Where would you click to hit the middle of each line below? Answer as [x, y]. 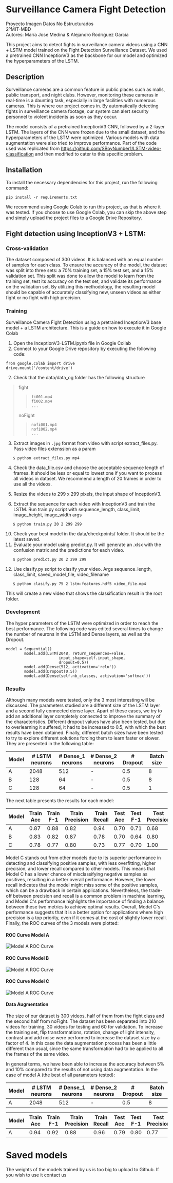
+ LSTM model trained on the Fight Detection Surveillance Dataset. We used [86, 50]
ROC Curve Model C [27, 981]
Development [23, 612]
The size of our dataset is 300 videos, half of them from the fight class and [85, 1016]
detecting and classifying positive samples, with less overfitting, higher [81, 863]
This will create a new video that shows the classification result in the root [84, 593]
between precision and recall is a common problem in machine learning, [89, 896]
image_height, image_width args [47, 515]
